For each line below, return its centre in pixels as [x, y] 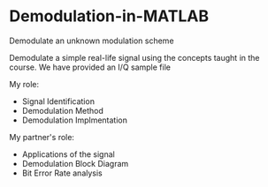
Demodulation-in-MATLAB [109, 16]
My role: [24, 84]
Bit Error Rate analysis [62, 173]
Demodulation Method [63, 110]
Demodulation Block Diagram [75, 163]
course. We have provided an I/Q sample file [90, 67]
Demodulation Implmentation [75, 120]
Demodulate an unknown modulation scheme [92, 41]
